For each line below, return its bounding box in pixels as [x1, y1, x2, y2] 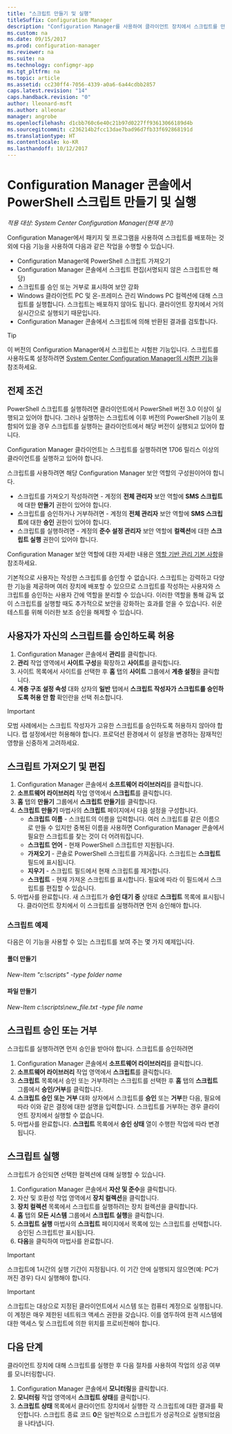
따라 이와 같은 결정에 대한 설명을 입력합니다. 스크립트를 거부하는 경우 [17, 1102, 202, 1111]
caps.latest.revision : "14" [7, 87, 88, 94]
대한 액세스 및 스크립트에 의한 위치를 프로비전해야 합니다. [7, 1319, 160, 1327]
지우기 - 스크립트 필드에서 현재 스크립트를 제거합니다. [27, 866, 171, 875]
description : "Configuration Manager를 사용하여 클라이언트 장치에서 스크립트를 [7, 23, 218, 30]
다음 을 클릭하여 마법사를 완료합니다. [17, 1237, 114, 1245]
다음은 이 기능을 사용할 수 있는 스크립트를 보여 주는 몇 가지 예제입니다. [7, 937, 195, 945]
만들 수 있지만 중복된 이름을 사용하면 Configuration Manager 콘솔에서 [35, 824, 224, 832]
